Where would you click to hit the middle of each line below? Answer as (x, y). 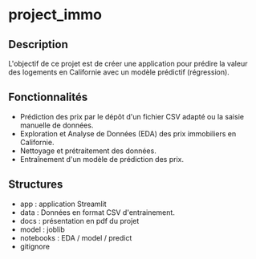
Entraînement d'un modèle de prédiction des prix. (102, 159)
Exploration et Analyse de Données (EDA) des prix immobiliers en (128, 133)
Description (38, 45)
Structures (36, 185)
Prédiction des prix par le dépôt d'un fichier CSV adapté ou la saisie (132, 116)
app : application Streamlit (63, 204)
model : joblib (43, 229)
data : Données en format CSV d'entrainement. (97, 212)
